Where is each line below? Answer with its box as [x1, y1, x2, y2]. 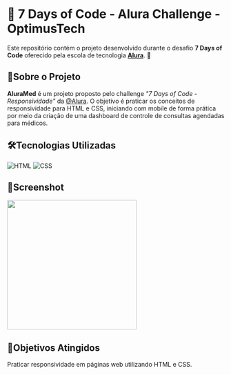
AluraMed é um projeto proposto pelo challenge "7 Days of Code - [7, 89, 198, 97]
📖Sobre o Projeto [7, 71, 81, 83]
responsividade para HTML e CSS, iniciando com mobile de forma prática [7, 104, 217, 113]
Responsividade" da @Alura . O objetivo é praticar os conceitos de [7, 97, 195, 105]
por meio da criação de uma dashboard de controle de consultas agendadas [7, 111, 225, 119]
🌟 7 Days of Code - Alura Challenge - [7, 6, 221, 22]
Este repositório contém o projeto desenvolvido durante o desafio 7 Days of [7, 44, 223, 52]
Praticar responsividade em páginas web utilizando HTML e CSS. [7, 360, 192, 369]
